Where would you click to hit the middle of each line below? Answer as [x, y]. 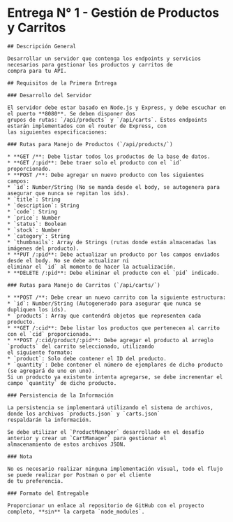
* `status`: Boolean [37, 224]
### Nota [20, 456]
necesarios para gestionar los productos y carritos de [90, 64]
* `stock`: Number [34, 230]
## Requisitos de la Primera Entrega [62, 83]
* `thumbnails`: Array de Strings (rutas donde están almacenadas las [112, 242]
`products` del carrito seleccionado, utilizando [81, 346]
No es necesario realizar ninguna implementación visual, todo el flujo [115, 469]
